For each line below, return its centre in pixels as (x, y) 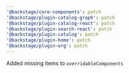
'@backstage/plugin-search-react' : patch (59, 29)
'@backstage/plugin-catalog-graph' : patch (61, 18)
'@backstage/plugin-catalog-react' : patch (61, 23)
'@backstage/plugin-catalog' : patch (52, 35)
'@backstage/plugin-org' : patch (47, 46)
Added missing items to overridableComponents (65, 63)
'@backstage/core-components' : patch (54, 12)
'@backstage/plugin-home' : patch (48, 40)
